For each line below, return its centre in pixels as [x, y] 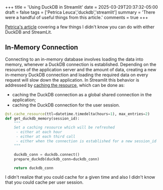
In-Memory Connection [42, 48]
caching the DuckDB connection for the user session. [66, 105]
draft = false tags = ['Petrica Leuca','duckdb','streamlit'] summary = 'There [80, 12]
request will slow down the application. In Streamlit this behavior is [72, 80]
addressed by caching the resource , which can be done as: [65, 85]
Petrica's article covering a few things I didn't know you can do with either [80, 27]
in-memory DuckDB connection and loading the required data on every [77, 75]
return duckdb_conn [34, 168]
